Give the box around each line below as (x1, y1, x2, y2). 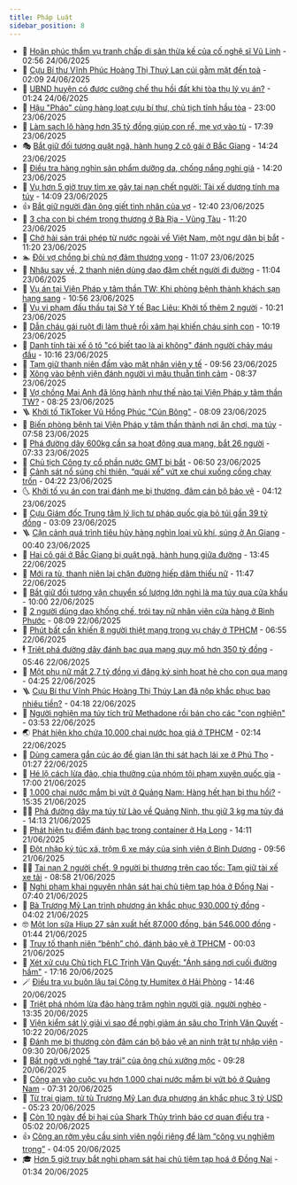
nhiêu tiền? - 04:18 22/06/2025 (21, 698, 137, 709)
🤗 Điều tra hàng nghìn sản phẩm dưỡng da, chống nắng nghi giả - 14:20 (21, 162, 283, 173)
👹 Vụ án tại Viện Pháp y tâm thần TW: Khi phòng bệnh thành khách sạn (21, 283, 281, 293)
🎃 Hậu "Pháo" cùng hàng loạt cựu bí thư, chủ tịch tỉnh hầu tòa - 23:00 (21, 102, 276, 113)
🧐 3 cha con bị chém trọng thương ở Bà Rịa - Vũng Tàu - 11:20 (21, 214, 247, 224)
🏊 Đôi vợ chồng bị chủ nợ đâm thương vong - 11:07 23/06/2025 (21, 252, 255, 262)
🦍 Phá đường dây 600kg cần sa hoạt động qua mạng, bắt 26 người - (21, 438, 270, 448)
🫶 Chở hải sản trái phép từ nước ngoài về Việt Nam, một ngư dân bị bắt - (21, 232, 286, 243)
